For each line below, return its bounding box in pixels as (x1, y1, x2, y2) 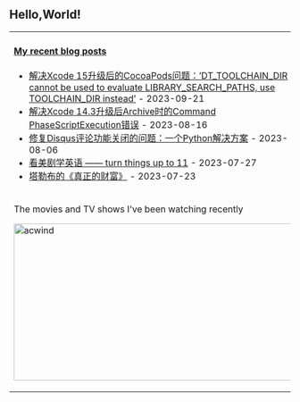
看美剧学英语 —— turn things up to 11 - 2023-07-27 (29, 156, 257, 169)
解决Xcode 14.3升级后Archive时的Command (29, 105, 217, 118)
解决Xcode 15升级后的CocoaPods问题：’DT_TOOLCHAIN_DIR (29, 70, 288, 82)
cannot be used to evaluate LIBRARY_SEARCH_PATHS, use (29, 81, 276, 94)
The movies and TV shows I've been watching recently (13, 203, 244, 215)
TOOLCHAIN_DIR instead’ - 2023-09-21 (29, 93, 205, 105)
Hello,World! (9, 7, 81, 22)
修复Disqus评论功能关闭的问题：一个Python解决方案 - (29, 132, 257, 145)
